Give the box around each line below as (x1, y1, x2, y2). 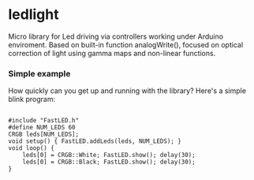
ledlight (8, 6, 59, 24)
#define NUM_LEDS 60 (8, 124, 77, 132)
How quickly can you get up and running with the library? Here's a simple (8, 86, 247, 96)
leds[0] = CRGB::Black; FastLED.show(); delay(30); (22, 158, 196, 167)
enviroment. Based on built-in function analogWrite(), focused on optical (8, 39, 244, 49)
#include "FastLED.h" (8, 117, 80, 125)
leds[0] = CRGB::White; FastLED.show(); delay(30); (22, 152, 196, 159)
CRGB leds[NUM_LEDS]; (8, 130, 80, 139)
